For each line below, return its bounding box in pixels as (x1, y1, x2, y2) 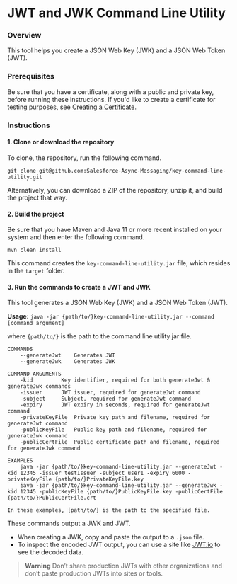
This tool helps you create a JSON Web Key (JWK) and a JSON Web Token (7, 46, 226, 55)
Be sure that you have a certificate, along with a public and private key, (7, 87, 214, 96)
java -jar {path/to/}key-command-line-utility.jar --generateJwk (20, 482, 217, 489)
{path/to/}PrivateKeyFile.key (54, 476, 144, 483)
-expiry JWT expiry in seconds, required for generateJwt (20, 401, 211, 408)
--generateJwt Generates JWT (20, 352, 115, 359)
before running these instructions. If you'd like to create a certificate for (7, 95, 216, 103)
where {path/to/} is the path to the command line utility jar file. (7, 332, 192, 340)
